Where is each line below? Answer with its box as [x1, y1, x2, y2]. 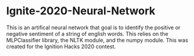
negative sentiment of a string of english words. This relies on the [6, 30, 169, 37]
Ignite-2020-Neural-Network [6, 4, 156, 18]
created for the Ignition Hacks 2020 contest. [6, 43, 116, 50]
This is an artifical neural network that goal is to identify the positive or [6, 24, 181, 31]
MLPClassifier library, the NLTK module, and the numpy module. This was [6, 36, 189, 43]
